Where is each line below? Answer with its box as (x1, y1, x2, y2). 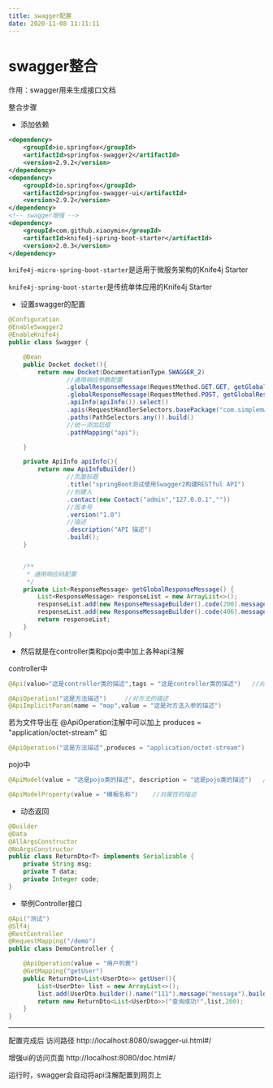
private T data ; (23, 868, 79, 876)
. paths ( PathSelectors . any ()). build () (66, 413, 195, 421)
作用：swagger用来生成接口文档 (8, 85, 116, 95)
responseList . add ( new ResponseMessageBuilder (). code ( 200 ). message (37, 600, 267, 609)
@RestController (8, 930, 63, 938)
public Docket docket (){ (23, 361, 107, 369)
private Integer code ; (23, 875, 100, 883)
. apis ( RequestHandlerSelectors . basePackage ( (66, 406, 220, 414)
